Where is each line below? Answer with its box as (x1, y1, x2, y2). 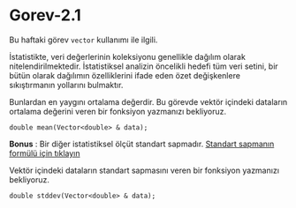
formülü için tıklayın (9, 147, 81, 159)
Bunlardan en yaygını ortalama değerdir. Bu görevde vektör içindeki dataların (9, 96, 288, 107)
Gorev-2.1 (9, 5, 81, 26)
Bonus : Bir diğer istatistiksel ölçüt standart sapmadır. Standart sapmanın (9, 138, 275, 149)
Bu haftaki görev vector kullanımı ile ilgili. (9, 34, 158, 45)
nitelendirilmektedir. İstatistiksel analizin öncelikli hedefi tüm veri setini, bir (9, 61, 278, 71)
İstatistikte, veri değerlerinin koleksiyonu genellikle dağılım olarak (9, 51, 246, 62)
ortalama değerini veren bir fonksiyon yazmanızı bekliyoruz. (9, 106, 227, 116)
